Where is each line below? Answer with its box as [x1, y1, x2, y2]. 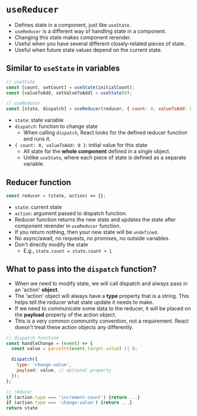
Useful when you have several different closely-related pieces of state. [14, 40, 186, 47]
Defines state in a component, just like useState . [14, 21, 131, 28]
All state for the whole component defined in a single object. [23, 148, 171, 155]
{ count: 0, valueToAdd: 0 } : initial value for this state [14, 142, 148, 149]
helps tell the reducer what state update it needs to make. [14, 298, 154, 306]
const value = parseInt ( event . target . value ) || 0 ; [11, 345, 138, 352]
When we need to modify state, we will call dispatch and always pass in [14, 280, 188, 287]
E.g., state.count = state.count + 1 [23, 247, 113, 254]
